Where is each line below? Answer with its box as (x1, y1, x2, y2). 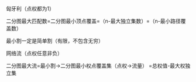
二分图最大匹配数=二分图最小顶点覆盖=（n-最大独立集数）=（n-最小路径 (6, 18, 181, 25)
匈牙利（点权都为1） (6, 5, 54, 12)
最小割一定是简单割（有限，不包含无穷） (6, 37, 104, 44)
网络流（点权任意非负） (6, 50, 63, 57)
